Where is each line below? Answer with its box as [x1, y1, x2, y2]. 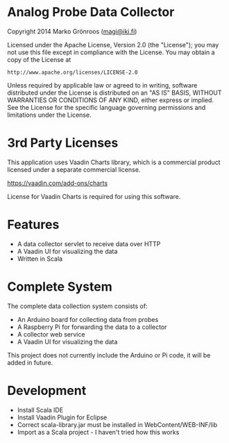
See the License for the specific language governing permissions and [7, 103, 206, 111]
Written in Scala [17, 255, 63, 263]
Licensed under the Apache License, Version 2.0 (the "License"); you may [7, 40, 219, 49]
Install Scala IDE [17, 405, 64, 414]
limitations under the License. [7, 111, 92, 119]
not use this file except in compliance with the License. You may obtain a [7, 48, 215, 56]
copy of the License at [7, 55, 71, 63]
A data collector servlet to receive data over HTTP [17, 239, 161, 248]
